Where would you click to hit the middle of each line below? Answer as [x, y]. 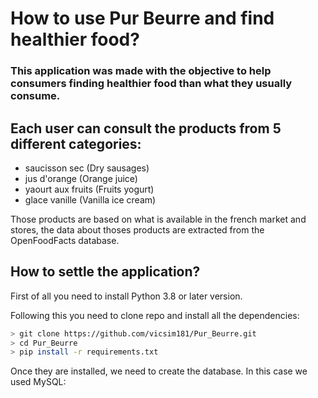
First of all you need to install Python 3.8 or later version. [126, 296]
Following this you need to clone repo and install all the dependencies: [155, 315]
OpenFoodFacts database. [65, 240]
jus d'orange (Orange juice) [81, 178]
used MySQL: [38, 382]
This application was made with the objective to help [141, 71]
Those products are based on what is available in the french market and [158, 219]
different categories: [76, 143]
